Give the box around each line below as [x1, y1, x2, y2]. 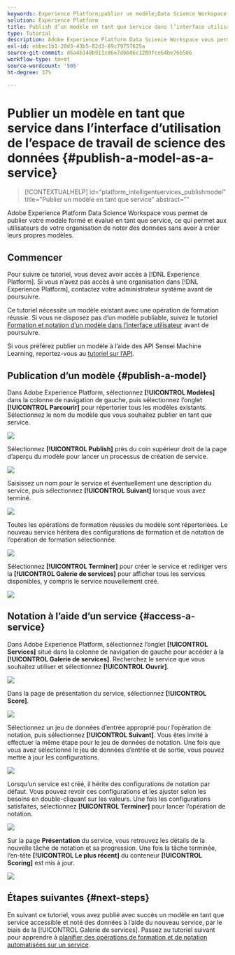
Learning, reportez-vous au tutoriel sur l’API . [7, 350, 135, 358]
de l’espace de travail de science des [7, 135, 226, 151]
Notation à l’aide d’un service [7, 610, 138, 622]
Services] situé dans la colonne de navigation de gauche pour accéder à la [7, 647, 225, 656]
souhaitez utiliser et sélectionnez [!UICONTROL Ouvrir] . [7, 662, 169, 671]
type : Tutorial [7, 29, 52, 37]
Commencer [7, 252, 63, 263]
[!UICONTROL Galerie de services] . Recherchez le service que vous [7, 654, 205, 663]
